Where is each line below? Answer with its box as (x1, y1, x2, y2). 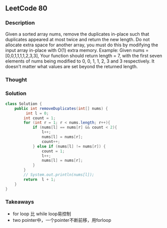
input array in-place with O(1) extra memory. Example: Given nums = (5, 47, 149, 53)
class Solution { (5, 101, 42, 106)
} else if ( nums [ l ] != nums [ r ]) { (32, 144, 106, 149)
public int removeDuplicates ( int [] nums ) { (14, 106, 108, 111)
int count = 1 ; (23, 116, 56, 121)
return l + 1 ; (23, 177, 56, 182)
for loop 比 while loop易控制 (12, 211, 71, 217)
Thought (5, 76, 27, 83)
